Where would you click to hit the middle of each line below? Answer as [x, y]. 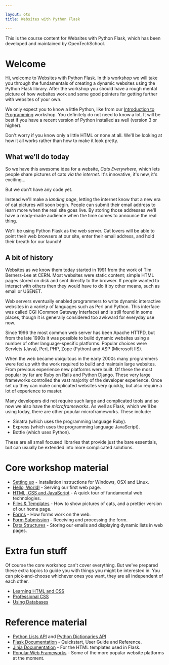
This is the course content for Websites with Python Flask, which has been [83, 38]
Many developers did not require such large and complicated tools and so [82, 401]
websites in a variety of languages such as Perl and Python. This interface [83, 307]
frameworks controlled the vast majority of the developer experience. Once [84, 380]
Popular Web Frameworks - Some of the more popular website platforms [88, 652]
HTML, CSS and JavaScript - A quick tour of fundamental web [77, 493]
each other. [17, 581]
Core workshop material [57, 468]
